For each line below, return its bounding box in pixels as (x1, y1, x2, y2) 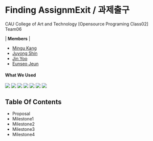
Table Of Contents (5, 97, 62, 106)
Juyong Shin (12, 50, 38, 56)
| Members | (5, 35, 31, 42)
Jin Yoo (12, 55, 28, 61)
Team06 (5, 26, 22, 32)
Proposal (12, 111, 30, 117)
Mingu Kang (12, 45, 37, 51)
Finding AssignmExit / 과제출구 (5, 4, 130, 16)
